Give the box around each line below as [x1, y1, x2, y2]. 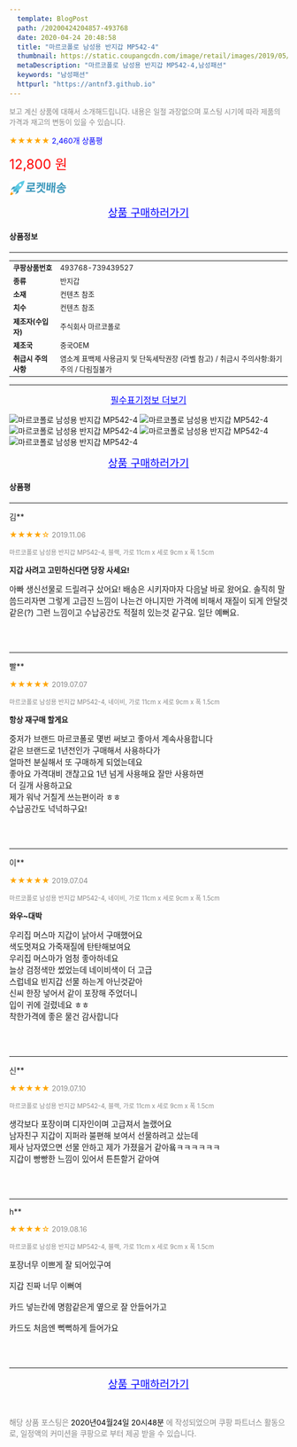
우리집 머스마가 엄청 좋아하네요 [9, 953, 119, 964]
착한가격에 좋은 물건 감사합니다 [9, 1011, 119, 1021]
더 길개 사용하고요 [9, 780, 73, 791]
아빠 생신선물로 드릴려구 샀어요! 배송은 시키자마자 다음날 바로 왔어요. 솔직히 [9, 583, 276, 594]
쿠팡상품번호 [12, 262, 53, 272]
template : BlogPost [17, 14, 89, 23]
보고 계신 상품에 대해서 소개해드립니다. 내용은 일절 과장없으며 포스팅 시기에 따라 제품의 [9, 106, 281, 116]
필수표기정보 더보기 [110, 394, 187, 406]
